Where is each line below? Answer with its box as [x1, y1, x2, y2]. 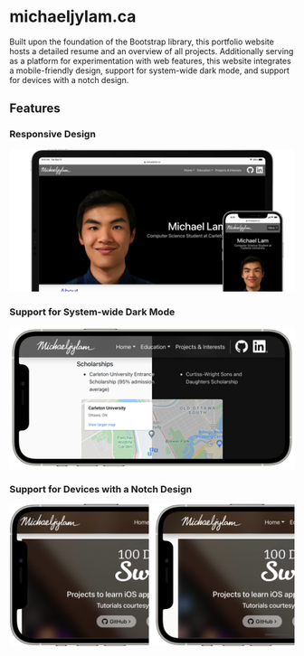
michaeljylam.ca [9, 6, 137, 27]
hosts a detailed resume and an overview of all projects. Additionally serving [9, 45, 294, 56]
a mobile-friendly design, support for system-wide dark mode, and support [9, 65, 290, 76]
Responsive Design [9, 128, 97, 141]
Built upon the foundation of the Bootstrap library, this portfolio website [9, 36, 274, 47]
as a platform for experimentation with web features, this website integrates [9, 55, 291, 66]
